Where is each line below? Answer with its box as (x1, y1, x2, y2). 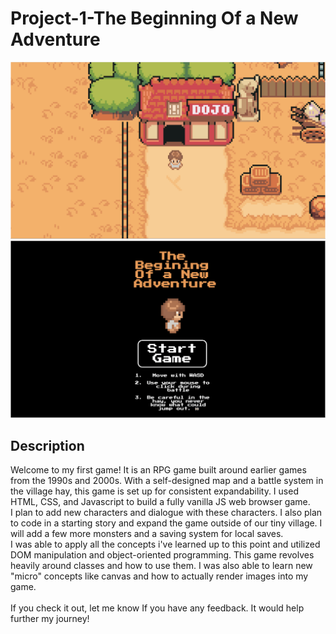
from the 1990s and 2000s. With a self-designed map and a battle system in (10, 475, 324, 487)
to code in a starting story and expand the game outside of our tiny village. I (10, 517, 323, 529)
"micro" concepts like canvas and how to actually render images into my (10, 570, 309, 582)
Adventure (10, 28, 101, 51)
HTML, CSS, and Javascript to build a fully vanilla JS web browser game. (10, 496, 311, 508)
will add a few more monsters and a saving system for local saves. (10, 528, 284, 540)
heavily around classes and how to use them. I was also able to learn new (10, 560, 313, 572)
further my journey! (10, 613, 90, 625)
